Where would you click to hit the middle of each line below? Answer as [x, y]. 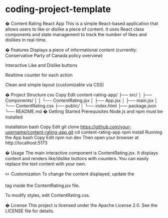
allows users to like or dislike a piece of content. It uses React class [75, 29]
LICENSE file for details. [30, 211]
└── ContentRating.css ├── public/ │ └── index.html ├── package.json [81, 105]
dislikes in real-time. [26, 40]
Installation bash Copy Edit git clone [42, 127]
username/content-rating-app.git [39, 132]
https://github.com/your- [106, 127]
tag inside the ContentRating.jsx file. [43, 185]
